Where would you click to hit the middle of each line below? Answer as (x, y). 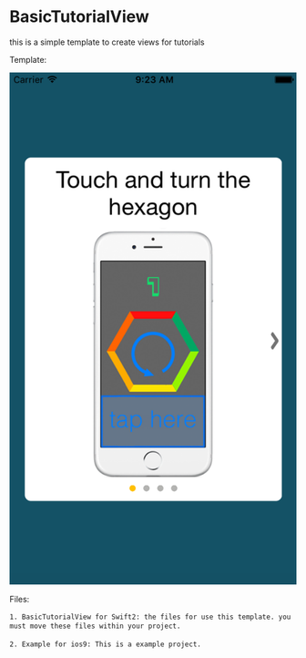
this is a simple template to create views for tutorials (107, 42)
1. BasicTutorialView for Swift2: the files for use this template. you (150, 617)
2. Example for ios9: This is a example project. (106, 644)
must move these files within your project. (95, 626)
